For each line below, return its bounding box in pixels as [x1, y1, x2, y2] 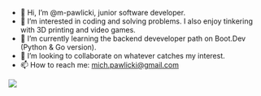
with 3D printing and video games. [20, 25, 136, 34]
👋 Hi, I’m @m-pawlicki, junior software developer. [20, 8, 185, 17]
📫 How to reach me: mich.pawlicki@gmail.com [20, 60, 179, 69]
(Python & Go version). [20, 42, 97, 52]
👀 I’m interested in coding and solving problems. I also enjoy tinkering [20, 16, 254, 26]
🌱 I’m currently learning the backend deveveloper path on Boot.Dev [20, 33, 246, 43]
